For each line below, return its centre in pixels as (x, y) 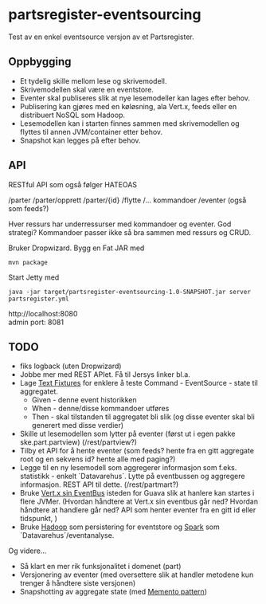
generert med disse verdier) (78, 426)
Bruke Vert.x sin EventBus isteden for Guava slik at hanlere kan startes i (137, 493)
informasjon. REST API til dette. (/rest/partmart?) (99, 484)
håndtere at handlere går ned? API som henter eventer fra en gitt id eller (138, 510)
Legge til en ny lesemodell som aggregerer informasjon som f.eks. (128, 468)
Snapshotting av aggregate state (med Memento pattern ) (113, 592)
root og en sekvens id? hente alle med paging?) (98, 459)
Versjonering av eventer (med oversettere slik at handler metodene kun (137, 575)
